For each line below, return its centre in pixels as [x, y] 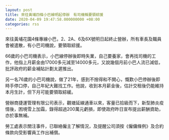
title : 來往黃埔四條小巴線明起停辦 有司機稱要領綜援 [54, 15]
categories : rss [22, 24]
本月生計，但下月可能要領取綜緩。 [40, 92]
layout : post [19, 10]
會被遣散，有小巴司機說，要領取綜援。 [45, 45]
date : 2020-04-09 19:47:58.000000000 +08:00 [53, 19]
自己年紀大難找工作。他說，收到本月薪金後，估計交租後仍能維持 [98, 86]
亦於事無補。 [18, 115]
